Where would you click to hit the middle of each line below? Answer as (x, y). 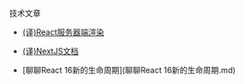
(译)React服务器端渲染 (63, 32)
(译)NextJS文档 (50, 51)
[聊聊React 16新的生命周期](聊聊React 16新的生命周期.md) (129, 70)
